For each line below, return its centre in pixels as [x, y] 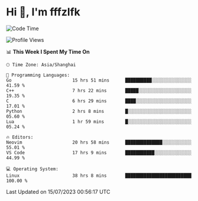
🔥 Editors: [20, 137]
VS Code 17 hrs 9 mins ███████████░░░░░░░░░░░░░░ [99, 153]
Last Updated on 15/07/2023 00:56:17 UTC [58, 192]
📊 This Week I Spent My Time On [48, 51]
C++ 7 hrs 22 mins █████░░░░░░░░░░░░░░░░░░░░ [99, 90]
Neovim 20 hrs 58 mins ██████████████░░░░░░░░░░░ [99, 142]
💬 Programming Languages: [38, 75]
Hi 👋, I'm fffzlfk [43, 12]
